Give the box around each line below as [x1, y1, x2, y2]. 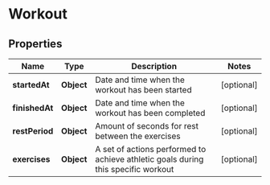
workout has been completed [95, 108, 206, 118]
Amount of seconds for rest [95, 121, 199, 131]
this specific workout [95, 164, 174, 175]
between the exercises [95, 130, 181, 142]
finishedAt [12, 102, 54, 113]
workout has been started [95, 84, 192, 95]
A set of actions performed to [95, 144, 207, 154]
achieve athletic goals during [95, 154, 204, 165]
